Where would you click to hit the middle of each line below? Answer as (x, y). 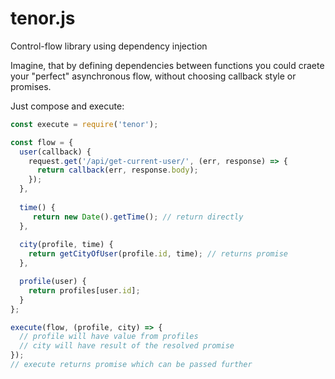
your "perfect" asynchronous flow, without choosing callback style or (153, 76)
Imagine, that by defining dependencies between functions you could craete (167, 65)
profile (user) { (53, 282)
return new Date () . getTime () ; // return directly (138, 217)
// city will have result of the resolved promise (127, 346)
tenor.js (43, 18)
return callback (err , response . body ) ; (117, 170)
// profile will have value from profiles (109, 337)
